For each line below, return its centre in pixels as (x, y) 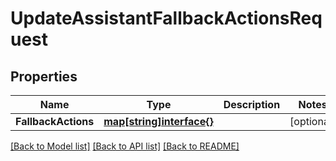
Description (252, 104)
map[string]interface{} (158, 121)
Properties (44, 76)
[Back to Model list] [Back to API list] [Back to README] (125, 146)
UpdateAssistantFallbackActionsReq (166, 18)
